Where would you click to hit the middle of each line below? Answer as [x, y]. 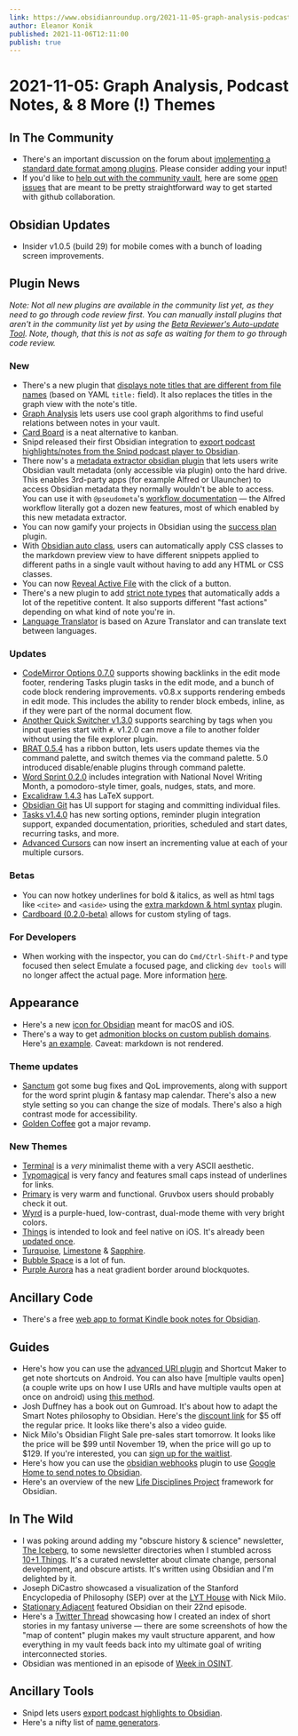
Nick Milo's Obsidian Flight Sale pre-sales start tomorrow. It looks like [149, 1435]
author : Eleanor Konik [51, 26]
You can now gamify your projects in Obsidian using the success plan [149, 527]
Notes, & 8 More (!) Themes [112, 105]
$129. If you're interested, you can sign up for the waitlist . [127, 1453]
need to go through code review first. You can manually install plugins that [145, 314]
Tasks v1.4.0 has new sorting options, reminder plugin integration [141, 815]
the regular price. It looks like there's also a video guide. [125, 1425]
